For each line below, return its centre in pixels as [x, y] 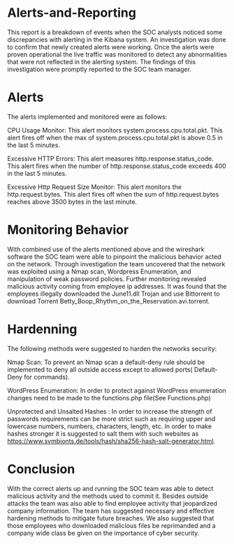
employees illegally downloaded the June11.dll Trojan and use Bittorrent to [114, 294]
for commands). [47, 377]
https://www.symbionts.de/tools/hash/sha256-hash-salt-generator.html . [111, 441]
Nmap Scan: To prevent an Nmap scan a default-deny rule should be [106, 362]
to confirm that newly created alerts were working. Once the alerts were [111, 47]
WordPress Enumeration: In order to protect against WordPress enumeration [117, 390]
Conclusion [41, 469]
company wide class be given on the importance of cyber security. [103, 533]
